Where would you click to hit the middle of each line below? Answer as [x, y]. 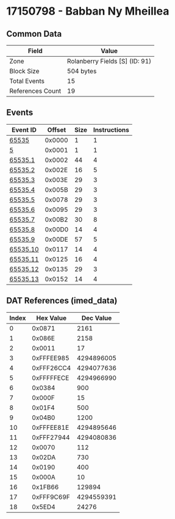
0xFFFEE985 [51, 358]
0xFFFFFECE [51, 378]
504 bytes [82, 71]
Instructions [111, 129]
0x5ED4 [44, 507]
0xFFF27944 [51, 437]
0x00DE [56, 239]
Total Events [27, 81]
